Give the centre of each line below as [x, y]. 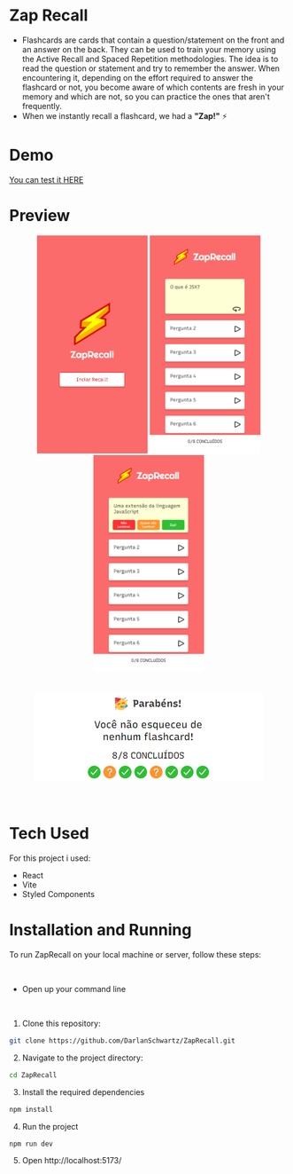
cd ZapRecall [33, 1075]
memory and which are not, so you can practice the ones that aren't [146, 96]
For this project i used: [50, 858]
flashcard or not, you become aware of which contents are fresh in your [153, 87]
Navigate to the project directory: [82, 1058]
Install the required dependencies [83, 1091]
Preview [40, 216]
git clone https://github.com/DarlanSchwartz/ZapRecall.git [123, 1040]
